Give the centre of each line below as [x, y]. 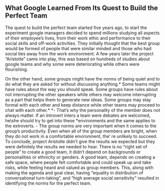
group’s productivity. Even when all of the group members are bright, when [81, 131]
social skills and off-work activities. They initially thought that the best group [82, 43]
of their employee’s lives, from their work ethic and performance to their [78, 38]
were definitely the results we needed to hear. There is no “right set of [76, 146]
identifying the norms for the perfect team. [49, 183]
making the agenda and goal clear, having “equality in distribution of [74, 173]
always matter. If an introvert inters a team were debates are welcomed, [78, 115]
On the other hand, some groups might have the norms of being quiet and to [82, 79]
